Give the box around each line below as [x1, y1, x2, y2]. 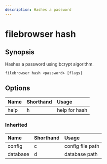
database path [64, 151, 98, 158]
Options [5, 84, 31, 93]
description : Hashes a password [5, 7, 71, 12]
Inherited [5, 122, 28, 129]
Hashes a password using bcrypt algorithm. [5, 61, 94, 67]
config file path [64, 142, 100, 149]
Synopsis [5, 48, 35, 57]
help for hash [56, 107, 88, 114]
